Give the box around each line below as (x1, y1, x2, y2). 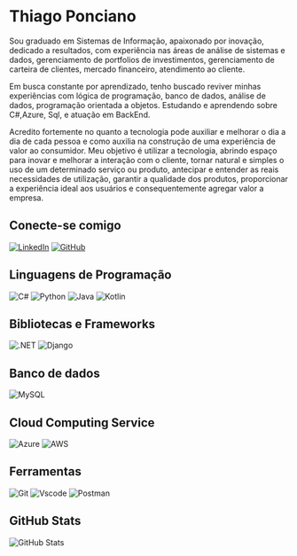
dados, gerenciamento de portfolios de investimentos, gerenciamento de (9, 54, 275, 65)
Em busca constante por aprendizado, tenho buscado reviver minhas (9, 81, 262, 91)
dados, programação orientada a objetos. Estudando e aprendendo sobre (9, 99, 277, 110)
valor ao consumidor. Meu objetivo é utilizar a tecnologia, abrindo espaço (9, 145, 277, 156)
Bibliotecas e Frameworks (9, 317, 156, 332)
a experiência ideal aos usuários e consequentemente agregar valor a (9, 183, 264, 193)
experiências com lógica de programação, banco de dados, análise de (9, 90, 266, 101)
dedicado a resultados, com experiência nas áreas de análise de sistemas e (9, 44, 285, 55)
